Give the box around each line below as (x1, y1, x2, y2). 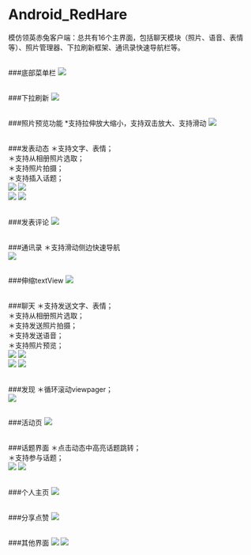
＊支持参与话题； (8, 453, 64, 462)
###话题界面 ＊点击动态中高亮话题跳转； (8, 443, 141, 452)
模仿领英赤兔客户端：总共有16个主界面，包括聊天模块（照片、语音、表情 (8, 32, 244, 42)
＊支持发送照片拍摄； (8, 321, 77, 330)
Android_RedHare (8, 6, 128, 24)
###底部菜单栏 (8, 67, 57, 77)
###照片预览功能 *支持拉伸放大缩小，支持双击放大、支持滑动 (8, 118, 207, 127)
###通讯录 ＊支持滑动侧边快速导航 (8, 242, 121, 252)
